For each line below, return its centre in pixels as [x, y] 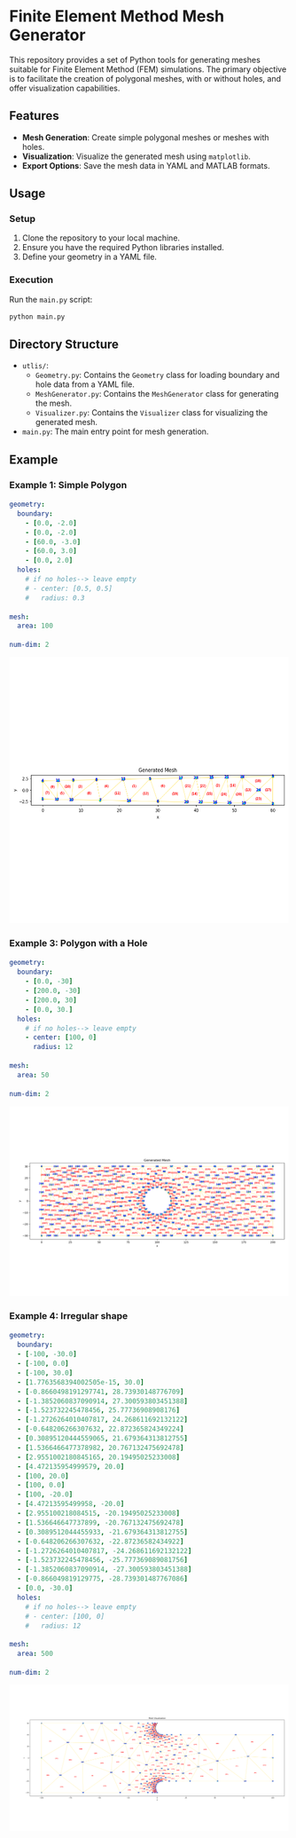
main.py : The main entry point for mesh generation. [115, 431]
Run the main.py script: [51, 299]
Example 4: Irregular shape [69, 1316]
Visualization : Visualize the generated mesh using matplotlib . [136, 156]
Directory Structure [64, 344]
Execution [31, 280]
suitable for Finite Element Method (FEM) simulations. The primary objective [148, 69]
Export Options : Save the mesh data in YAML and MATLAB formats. [146, 165]
